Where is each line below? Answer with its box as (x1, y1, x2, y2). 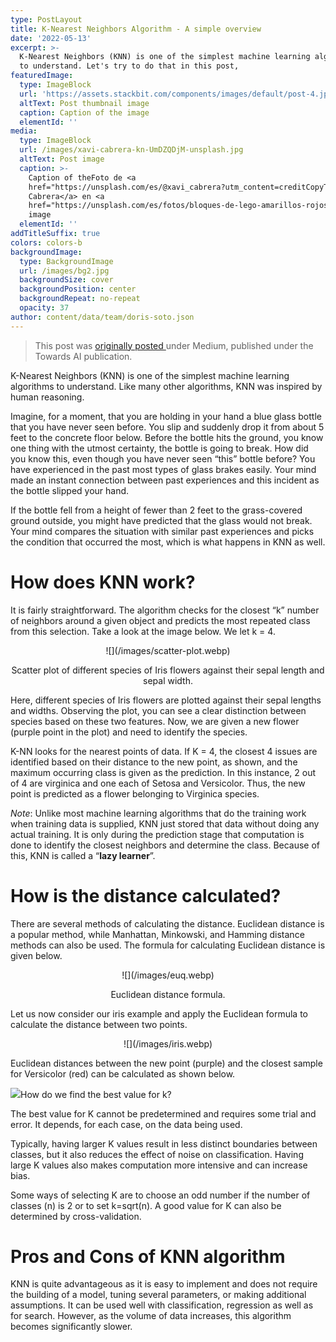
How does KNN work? (10, 571, 196, 593)
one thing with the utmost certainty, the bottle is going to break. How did (10, 442, 309, 454)
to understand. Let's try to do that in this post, (19, 61, 240, 71)
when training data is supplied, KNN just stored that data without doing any (10, 817, 320, 830)
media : (10, 126, 38, 136)
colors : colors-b (10, 237, 83, 248)
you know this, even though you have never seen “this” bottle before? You (10, 452, 316, 465)
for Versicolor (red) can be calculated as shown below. (10, 1067, 236, 1080)
